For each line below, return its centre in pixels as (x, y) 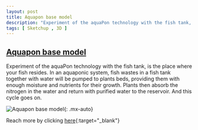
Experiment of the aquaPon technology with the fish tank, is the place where (99, 66)
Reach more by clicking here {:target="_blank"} (63, 121)
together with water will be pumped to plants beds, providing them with (93, 79)
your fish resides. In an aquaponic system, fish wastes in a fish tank (89, 73)
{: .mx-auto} (79, 109)
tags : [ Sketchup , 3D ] (37, 28)
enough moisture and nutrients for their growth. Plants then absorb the (92, 85)
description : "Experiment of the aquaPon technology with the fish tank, (99, 22)
